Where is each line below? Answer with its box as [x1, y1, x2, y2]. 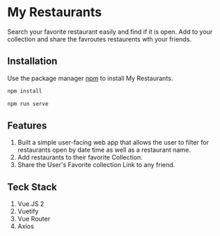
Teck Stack [7, 181, 58, 193]
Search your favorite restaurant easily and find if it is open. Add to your [7, 27, 213, 36]
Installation [7, 55, 58, 67]
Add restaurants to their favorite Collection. [17, 153, 143, 162]
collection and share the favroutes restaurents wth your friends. [7, 34, 192, 43]
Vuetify [17, 207, 39, 216]
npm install [7, 87, 42, 95]
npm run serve [7, 100, 49, 107]
